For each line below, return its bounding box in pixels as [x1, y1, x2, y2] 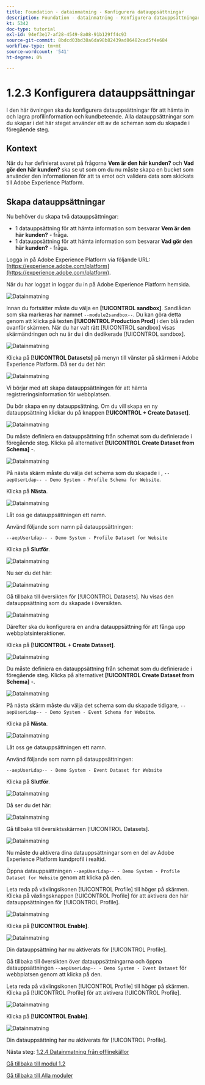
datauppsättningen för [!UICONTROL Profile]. [6, 899, 120, 906]
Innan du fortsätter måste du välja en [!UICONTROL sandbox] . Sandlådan [6, 305, 191, 312]
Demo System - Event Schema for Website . [49, 708, 156, 716]
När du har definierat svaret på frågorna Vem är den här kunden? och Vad [6, 159, 194, 167]
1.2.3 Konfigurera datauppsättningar [6, 86, 195, 100]
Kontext [6, 143, 37, 153]
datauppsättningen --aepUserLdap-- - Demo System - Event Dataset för [6, 964, 187, 971]
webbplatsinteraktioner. [6, 630, 66, 637]
